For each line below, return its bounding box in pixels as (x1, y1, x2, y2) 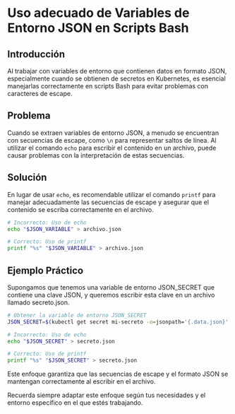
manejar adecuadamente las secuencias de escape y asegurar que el (7, 198, 210, 206)
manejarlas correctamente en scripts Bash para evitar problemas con (7, 82, 208, 90)
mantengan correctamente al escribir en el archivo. (7, 377, 156, 386)
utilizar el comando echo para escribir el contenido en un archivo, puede (7, 143, 217, 152)
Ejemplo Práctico (7, 264, 83, 276)
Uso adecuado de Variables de (7, 5, 190, 21)
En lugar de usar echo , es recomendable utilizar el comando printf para (7, 190, 216, 199)
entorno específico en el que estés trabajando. (7, 398, 143, 407)
